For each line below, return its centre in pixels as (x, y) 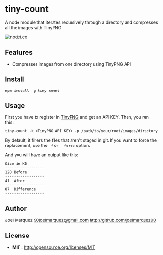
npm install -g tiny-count (32, 91)
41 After (15, 181)
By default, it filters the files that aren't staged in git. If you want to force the (81, 140)
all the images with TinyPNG (33, 27)
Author (16, 209)
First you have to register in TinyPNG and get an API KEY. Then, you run (77, 117)
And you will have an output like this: (42, 155)
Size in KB (16, 164)
